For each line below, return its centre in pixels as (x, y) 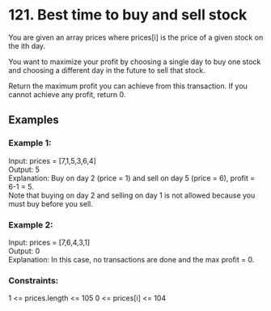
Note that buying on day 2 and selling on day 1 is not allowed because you (132, 195)
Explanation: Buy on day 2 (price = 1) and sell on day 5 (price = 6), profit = (132, 178)
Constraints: (34, 280)
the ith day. (27, 45)
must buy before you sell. (51, 203)
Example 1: (30, 143)
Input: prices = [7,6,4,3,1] (49, 242)
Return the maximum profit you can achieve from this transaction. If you (128, 86)
